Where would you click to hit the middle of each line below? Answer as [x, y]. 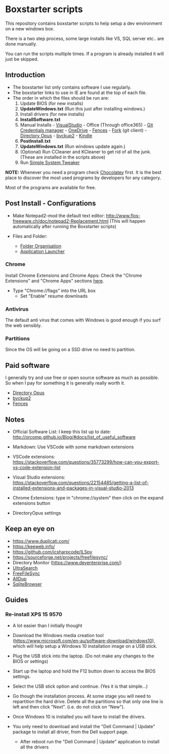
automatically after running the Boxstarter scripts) [64, 226]
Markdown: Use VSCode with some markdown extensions [73, 447]
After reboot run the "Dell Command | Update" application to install [90, 741]
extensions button [31, 503]
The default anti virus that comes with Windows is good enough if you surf [83, 320]
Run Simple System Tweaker [50, 162]
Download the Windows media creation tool [58, 635]
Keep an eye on [30, 529]
